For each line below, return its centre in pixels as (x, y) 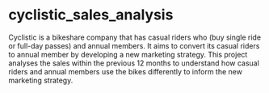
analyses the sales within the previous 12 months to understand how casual (134, 63)
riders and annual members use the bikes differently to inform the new (125, 71)
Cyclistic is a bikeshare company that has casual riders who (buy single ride (134, 37)
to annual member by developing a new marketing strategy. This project (128, 54)
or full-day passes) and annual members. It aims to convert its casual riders (134, 45)
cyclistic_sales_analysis (91, 15)
